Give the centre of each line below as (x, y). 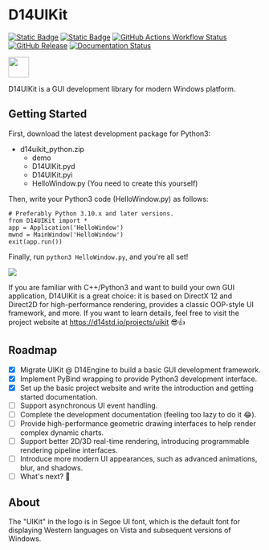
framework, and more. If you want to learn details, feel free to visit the (124, 313)
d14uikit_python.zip (52, 149)
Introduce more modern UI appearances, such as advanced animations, (139, 459)
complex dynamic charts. (62, 433)
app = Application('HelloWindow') (66, 228)
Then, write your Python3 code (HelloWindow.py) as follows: (108, 199)
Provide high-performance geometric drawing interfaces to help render (138, 423)
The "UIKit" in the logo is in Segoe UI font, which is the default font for (124, 521)
